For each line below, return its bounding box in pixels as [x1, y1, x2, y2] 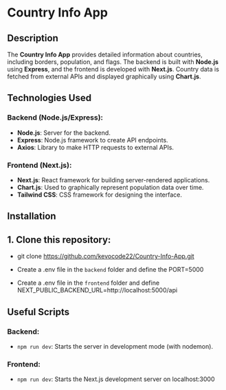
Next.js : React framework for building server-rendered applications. [16, 175, 210, 184]
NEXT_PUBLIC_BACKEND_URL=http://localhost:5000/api [16, 286, 178, 294]
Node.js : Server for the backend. [16, 129, 111, 137]
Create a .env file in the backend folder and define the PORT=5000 [16, 266, 204, 274]
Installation [7, 210, 56, 222]
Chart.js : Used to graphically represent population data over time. [16, 183, 204, 191]
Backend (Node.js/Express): [7, 113, 104, 122]
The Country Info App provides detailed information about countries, [7, 50, 203, 58]
